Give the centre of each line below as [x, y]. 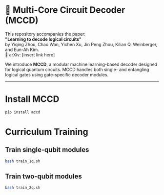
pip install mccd [23, 112]
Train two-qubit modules [43, 177]
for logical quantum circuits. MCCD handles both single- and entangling [77, 69]
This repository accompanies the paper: [45, 34]
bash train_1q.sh [23, 161]
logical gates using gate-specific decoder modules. [57, 74]
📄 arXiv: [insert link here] [30, 55]
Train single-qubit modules [47, 150]
